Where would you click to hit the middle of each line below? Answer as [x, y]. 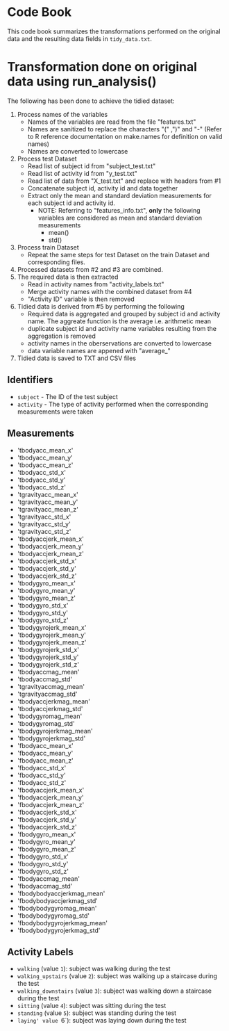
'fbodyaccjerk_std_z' [47, 827]
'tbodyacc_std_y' [41, 480]
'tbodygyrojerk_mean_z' [52, 642]
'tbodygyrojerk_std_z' [48, 664]
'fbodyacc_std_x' [42, 768]
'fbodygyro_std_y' [43, 863]
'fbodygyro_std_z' [43, 871]
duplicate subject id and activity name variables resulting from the [122, 328]
